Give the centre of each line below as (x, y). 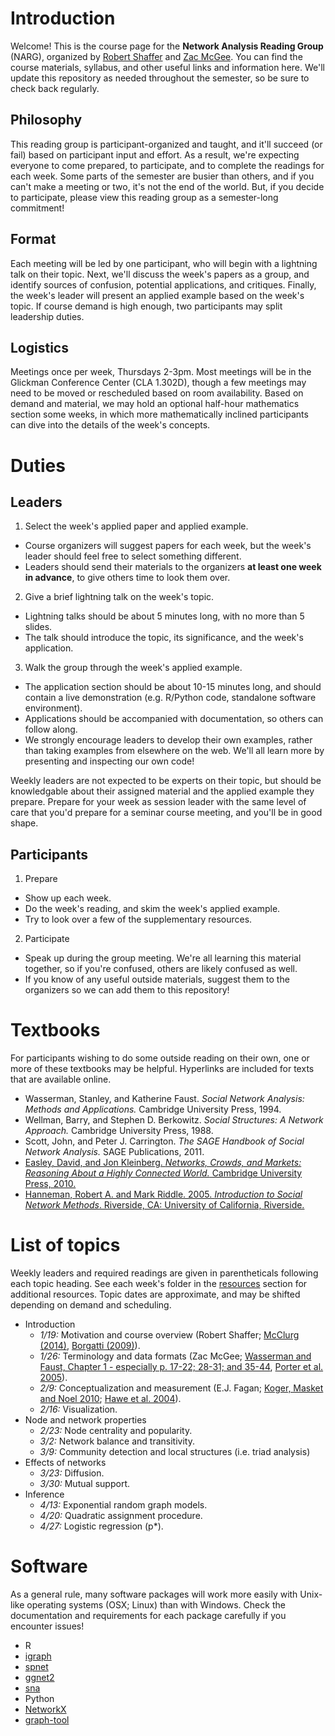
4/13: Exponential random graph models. (123, 1505)
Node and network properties (85, 1420)
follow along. (51, 729)
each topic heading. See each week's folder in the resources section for (159, 1284)
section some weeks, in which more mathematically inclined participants (159, 414)
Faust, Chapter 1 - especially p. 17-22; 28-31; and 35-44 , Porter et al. (181, 1367)
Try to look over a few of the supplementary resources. (138, 919)
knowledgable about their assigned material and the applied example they (162, 791)
